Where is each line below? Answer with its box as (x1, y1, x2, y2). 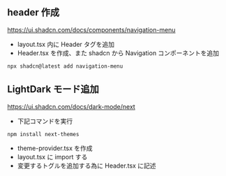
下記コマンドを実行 (17, 117, 73, 125)
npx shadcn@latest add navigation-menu (7, 62, 123, 70)
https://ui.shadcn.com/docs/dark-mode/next (7, 102, 136, 110)
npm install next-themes (7, 131, 80, 138)
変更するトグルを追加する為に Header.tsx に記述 (17, 161, 156, 170)
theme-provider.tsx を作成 (17, 144, 93, 152)
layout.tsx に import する (17, 152, 88, 161)
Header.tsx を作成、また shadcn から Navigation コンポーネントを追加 (17, 48, 220, 57)
